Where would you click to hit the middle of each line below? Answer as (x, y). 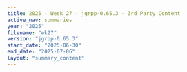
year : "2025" (26, 26)
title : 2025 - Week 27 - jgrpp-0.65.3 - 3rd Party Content (94, 13)
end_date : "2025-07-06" (41, 52)
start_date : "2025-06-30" (44, 45)
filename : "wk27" (32, 33)
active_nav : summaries (40, 20)
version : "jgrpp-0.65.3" (43, 39)
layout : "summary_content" (46, 58)
